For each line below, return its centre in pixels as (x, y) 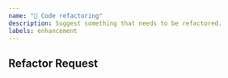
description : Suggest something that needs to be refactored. (115, 23)
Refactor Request (53, 63)
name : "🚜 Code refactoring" (56, 16)
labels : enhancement (43, 31)
